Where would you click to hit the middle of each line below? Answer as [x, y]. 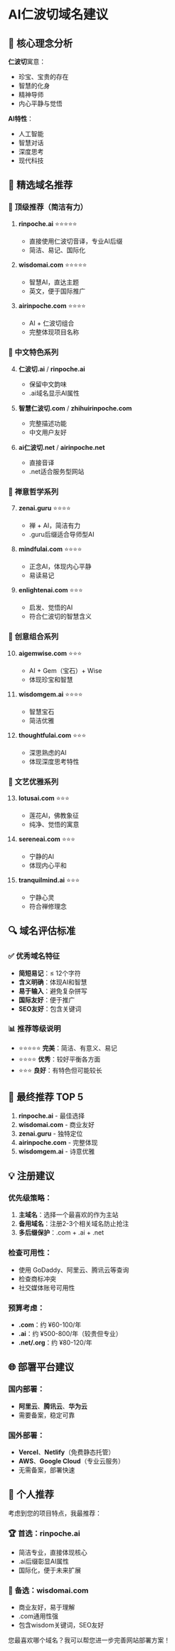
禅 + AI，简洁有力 [55, 525]
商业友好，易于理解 [47, 1608]
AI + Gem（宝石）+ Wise [65, 670]
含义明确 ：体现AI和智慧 [53, 982]
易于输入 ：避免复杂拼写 [53, 991]
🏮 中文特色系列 [33, 352]
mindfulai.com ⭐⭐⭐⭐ [50, 549]
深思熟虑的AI [48, 752]
